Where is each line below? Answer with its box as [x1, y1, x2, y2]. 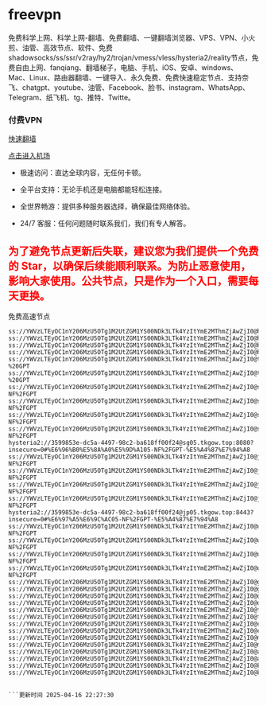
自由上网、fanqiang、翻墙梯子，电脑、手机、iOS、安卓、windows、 [14, 62, 238, 72]
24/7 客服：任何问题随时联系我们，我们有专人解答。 [19, 219, 191, 228]
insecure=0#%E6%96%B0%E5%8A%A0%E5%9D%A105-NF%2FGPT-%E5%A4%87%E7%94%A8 [8, 446, 250, 454]
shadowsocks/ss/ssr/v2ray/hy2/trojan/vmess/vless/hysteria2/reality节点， [8, 53, 252, 62]
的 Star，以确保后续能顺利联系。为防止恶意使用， [8, 259, 252, 272]
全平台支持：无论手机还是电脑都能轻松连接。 [19, 185, 167, 194]
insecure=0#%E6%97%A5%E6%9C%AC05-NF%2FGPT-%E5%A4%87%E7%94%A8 [8, 516, 219, 524]
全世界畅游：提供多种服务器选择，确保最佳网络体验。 [19, 201, 195, 212]
